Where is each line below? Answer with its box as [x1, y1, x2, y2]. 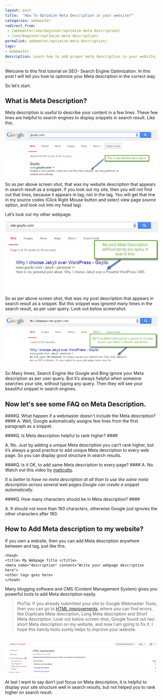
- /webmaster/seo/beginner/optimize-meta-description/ [7, 28, 120, 34]
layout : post [5, 8, 32, 13]
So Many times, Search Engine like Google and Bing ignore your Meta [5, 370, 144, 376]
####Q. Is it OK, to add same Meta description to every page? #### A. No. [5, 462, 154, 468]
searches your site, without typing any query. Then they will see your [5, 381, 143, 387]
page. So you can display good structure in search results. [5, 453, 122, 459]
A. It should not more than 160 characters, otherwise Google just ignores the [5, 506, 158, 512]
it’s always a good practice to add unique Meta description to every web [5, 447, 149, 453]
